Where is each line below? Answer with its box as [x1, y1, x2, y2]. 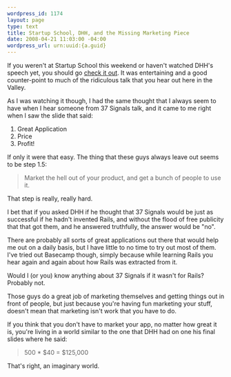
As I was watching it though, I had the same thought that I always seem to [7, 97, 217, 104]
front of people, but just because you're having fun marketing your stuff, [7, 300, 212, 308]
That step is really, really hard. [7, 194, 93, 203]
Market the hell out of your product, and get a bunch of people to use [23, 174, 221, 182]
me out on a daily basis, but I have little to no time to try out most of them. [7, 243, 217, 251]
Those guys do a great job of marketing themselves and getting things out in [7, 292, 225, 300]
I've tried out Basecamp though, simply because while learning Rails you [7, 250, 214, 259]
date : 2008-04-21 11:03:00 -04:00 [7, 36, 107, 43]
